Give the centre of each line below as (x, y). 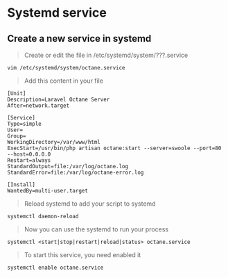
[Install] (21, 185)
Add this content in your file (64, 81)
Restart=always (29, 161)
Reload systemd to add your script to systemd (90, 204)
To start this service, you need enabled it (82, 255)
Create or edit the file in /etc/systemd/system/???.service (106, 55)
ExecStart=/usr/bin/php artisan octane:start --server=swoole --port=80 (114, 148)
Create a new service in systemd (79, 39)
